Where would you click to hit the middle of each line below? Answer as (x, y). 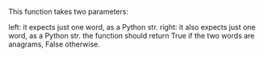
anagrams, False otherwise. (54, 44)
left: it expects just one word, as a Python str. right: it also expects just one (132, 27)
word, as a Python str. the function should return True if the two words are (132, 36)
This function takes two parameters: (69, 12)
